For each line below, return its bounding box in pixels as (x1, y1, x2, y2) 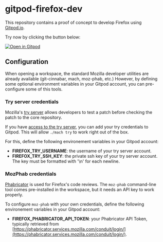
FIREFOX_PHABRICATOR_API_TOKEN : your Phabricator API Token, (12, 216, 147, 222)
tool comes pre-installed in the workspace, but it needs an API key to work (5, 186, 155, 193)
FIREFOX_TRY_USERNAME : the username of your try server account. (12, 148, 152, 154)
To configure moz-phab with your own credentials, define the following (5, 201, 145, 207)
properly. (5, 192, 23, 198)
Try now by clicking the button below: (5, 34, 81, 40)
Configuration (5, 57, 49, 66)
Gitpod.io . (5, 24, 25, 30)
